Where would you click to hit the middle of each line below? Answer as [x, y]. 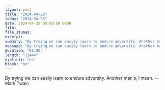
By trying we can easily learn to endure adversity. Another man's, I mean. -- [82, 78]
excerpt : [14, 37]
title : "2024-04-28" [26, 14]
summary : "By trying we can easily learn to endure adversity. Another [80, 42]
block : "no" [17, 64]
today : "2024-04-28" [26, 19]
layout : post [18, 10]
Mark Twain [17, 83]
